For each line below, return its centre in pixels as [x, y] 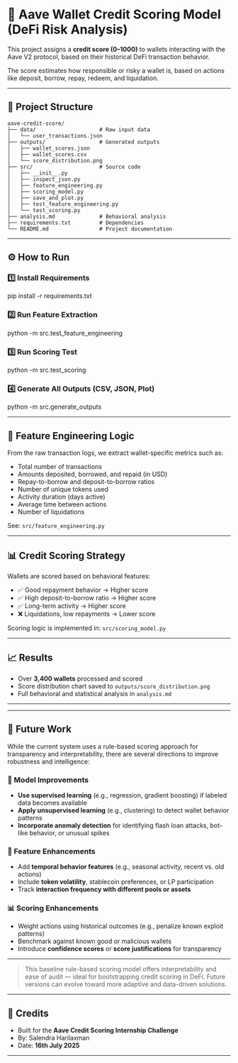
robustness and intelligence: [49, 761]
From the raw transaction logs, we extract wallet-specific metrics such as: [115, 453]
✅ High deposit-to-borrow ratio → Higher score [87, 597]
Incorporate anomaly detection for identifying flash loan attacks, [113, 825]
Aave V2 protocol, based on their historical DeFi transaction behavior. [109, 57]
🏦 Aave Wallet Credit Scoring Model [114, 15]
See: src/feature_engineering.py [56, 526]
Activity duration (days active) [61, 497]
